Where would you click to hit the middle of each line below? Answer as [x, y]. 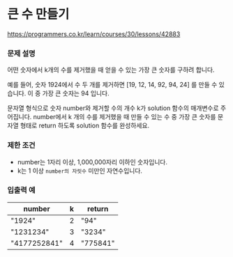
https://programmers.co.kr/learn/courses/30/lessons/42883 [94, 34]
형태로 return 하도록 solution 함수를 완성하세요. [85, 125]
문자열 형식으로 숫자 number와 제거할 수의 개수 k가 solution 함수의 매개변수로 [113, 108]
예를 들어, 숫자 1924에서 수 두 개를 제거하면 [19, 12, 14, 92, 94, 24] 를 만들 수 [112, 85]
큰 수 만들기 [38, 14]
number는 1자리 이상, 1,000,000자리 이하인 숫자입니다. [92, 162]
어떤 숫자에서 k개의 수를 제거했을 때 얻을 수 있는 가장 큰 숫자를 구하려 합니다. [111, 70]
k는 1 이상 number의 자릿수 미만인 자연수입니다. [80, 171]
